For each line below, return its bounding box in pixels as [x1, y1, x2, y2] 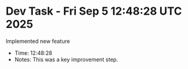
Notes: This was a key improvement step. [14, 56, 119, 63]
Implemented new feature [5, 37, 71, 45]
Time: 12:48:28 [14, 49, 52, 56]
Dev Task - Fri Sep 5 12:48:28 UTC [5, 4, 183, 18]
